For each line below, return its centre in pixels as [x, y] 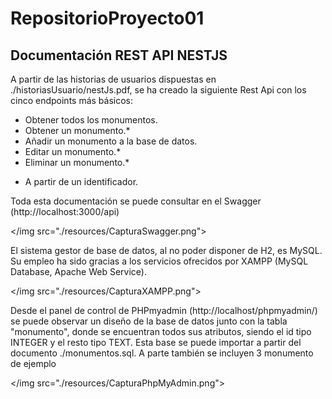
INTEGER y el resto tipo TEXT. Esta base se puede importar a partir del [156, 342]
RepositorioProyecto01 [107, 18]
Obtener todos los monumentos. [91, 120]
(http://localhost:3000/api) [65, 211]
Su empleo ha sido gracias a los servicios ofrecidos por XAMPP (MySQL [159, 261]
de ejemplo [33, 363]
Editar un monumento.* [73, 151]
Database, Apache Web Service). [78, 271]
